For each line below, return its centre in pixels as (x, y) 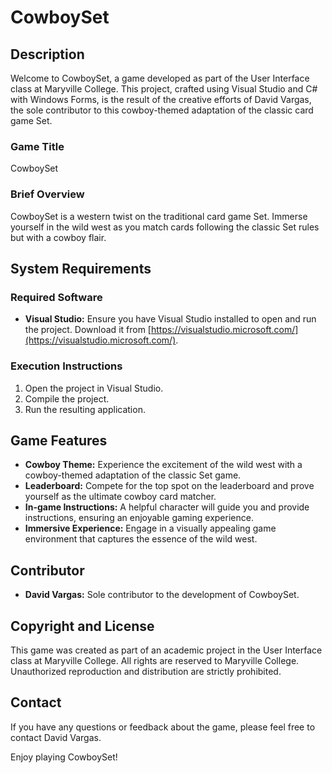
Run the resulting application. (85, 409)
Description (47, 54)
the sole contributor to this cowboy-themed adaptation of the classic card (162, 110)
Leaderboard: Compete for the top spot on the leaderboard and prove (169, 486)
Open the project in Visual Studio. (94, 388)
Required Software (56, 297)
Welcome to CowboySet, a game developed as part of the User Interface (160, 78)
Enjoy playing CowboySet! (64, 757)
